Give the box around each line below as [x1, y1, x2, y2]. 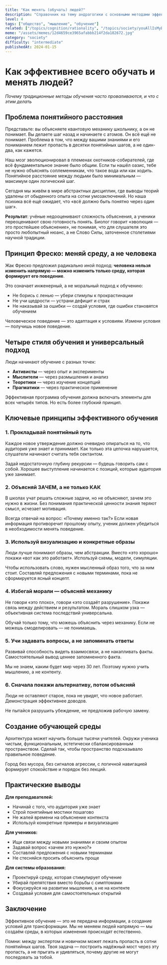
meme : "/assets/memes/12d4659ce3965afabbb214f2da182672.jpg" [5, 30, 135, 35]
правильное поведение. [5, 751, 56, 757]
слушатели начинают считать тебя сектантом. [5, 451, 104, 457]
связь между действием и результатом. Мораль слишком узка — [5, 604, 145, 610]
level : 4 [5, 16, 23, 21]
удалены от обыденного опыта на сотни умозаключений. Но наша [5, 193, 147, 199]
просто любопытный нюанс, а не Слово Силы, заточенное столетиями [5, 229, 156, 235]
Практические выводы [5, 781, 81, 789]
